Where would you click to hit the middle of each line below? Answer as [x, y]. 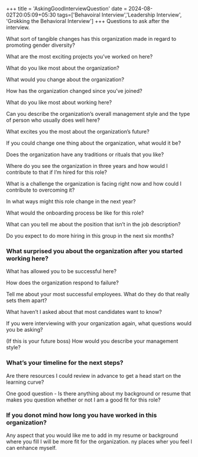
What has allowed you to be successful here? [61, 271]
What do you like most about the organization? [63, 68]
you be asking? [25, 330]
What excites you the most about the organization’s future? [78, 132]
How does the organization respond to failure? [63, 283]
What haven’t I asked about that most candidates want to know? [84, 312]
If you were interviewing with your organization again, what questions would [99, 323]
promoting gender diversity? [41, 45]
